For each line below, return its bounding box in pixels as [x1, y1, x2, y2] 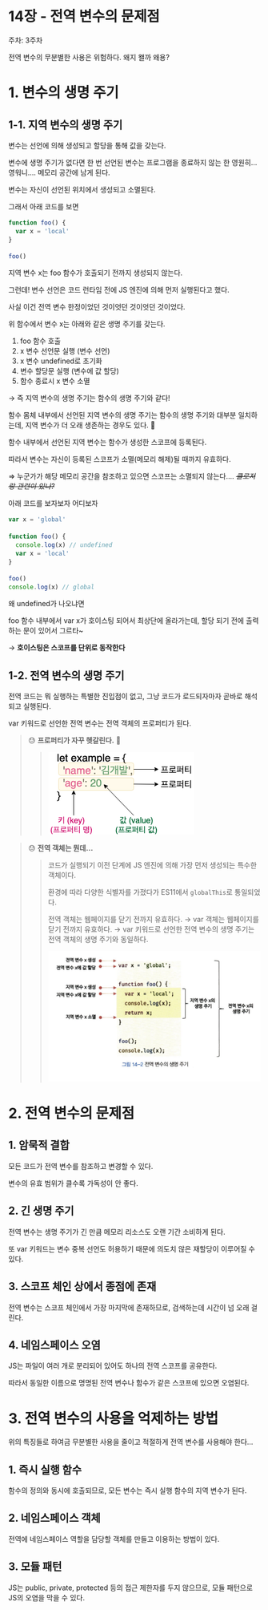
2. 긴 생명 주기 [8, 1204, 74, 1218]
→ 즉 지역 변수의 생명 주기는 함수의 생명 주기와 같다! [8, 394, 170, 403]
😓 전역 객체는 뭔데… [27, 843, 94, 852]
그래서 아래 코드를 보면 [8, 201, 79, 211]
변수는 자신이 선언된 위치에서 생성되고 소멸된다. [8, 184, 156, 194]
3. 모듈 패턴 [8, 1560, 62, 1574]
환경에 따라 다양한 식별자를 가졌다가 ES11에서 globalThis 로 [47, 888, 234, 896]
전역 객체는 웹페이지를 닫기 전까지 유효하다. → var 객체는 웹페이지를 [47, 915, 260, 924]
